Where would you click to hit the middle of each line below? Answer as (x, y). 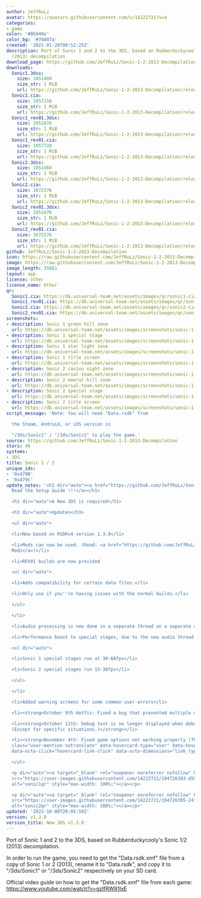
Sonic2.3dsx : (28, 163)
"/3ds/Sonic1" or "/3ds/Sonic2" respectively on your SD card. (82, 870)
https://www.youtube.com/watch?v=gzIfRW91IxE (67, 888)
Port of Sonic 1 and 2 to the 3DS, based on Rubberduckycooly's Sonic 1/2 (97, 840)
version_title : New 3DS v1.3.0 (45, 822)
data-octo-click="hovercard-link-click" (63, 751)
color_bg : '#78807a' (32, 40)
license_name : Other (32, 285)
